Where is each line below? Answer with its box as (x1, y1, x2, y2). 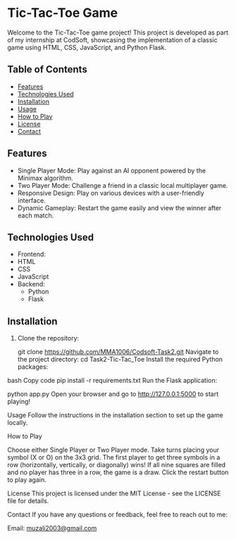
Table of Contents (7, 63, 88, 75)
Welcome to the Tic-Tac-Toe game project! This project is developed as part (7, 28, 229, 37)
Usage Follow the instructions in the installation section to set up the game (7, 411, 223, 419)
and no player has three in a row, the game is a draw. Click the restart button (7, 468, 229, 476)
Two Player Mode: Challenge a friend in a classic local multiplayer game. (17, 181, 228, 189)
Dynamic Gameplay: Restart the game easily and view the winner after (17, 203, 222, 212)
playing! (7, 398, 30, 406)
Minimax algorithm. (17, 174, 74, 182)
